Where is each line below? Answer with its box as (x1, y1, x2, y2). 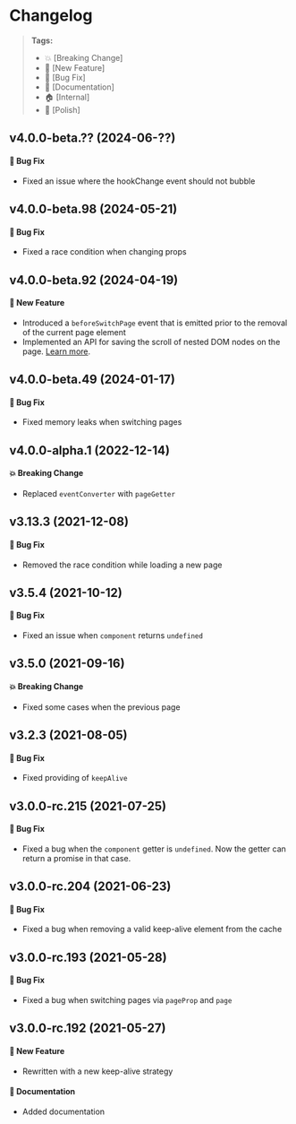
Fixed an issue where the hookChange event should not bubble (21, 176, 256, 186)
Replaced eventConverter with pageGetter (21, 488, 176, 498)
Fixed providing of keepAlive (21, 773, 128, 783)
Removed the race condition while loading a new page (21, 559, 223, 570)
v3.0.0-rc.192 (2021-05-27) (9, 1021, 166, 1036)
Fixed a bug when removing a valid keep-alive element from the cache (21, 924, 283, 935)
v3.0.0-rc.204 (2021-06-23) (9, 879, 172, 895)
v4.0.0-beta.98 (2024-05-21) (9, 201, 178, 216)
